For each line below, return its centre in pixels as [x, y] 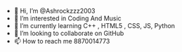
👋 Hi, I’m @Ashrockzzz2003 [55, 11]
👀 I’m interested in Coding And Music [67, 18]
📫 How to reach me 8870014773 [62, 41]
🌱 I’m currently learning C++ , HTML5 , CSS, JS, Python [95, 26]
